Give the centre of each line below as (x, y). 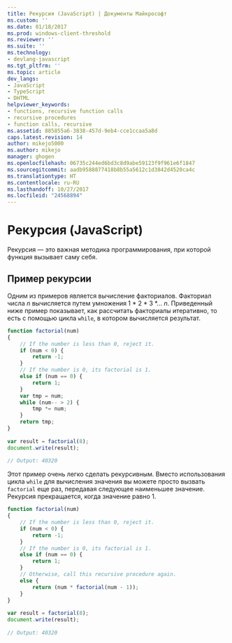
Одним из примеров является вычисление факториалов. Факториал (109, 296)
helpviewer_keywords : (39, 105)
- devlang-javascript (39, 59)
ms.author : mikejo (34, 150)
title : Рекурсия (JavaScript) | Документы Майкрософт (87, 14)
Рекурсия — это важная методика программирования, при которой (109, 250)
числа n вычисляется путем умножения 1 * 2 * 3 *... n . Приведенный (110, 303)
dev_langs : (23, 79)
